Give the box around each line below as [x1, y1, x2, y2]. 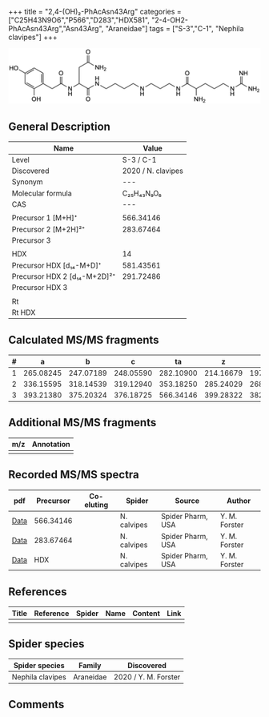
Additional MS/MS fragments [8, 416, 157, 429]
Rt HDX [11, 308, 36, 317]
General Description [8, 119, 110, 133]
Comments [8, 698, 65, 711]
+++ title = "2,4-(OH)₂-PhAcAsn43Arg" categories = [8, 7, 182, 16]
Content [131, 608, 160, 618]
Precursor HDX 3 [11, 283, 68, 292]
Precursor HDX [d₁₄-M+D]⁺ [11, 260, 102, 270]
